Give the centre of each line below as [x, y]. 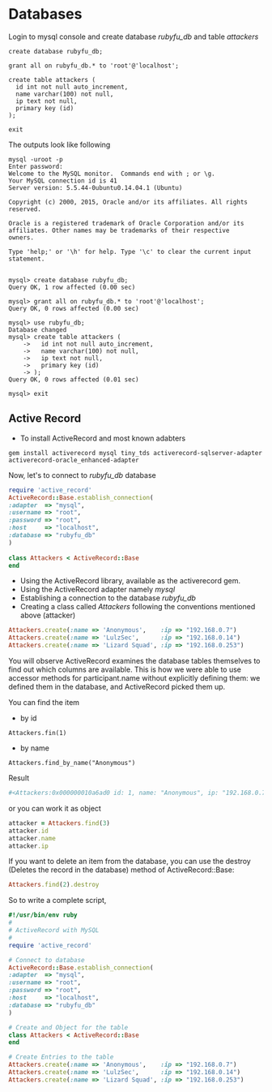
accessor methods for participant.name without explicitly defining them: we [134, 678]
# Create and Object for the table [68, 1027]
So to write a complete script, [57, 901]
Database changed [38, 329]
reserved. [25, 209]
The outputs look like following [59, 144]
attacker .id [28, 831]
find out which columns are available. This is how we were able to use [125, 669]
